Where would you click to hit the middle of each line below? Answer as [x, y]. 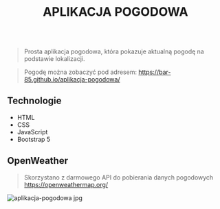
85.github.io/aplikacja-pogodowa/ [72, 79]
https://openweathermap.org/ [66, 184]
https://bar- [155, 72]
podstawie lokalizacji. [54, 58]
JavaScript [32, 132]
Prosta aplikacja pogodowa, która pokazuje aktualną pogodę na [114, 51]
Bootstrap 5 [34, 139]
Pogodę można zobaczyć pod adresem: [80, 72]
